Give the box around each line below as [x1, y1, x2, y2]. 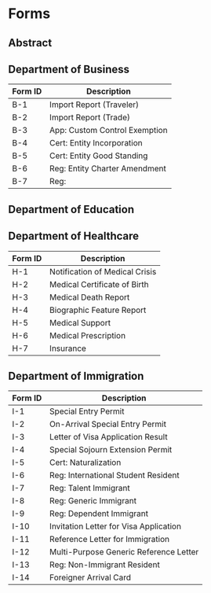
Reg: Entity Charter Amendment [49, 163, 166, 174]
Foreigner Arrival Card [49, 572, 132, 583]
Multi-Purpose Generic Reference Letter [49, 547, 199, 558]
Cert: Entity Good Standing [49, 150, 148, 161]
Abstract [8, 36, 53, 50]
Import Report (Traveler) [49, 99, 140, 110]
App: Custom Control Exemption [49, 125, 168, 136]
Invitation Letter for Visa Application [49, 521, 182, 532]
